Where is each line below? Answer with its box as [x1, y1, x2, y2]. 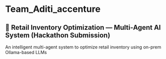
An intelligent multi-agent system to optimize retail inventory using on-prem [5, 44, 161, 50]
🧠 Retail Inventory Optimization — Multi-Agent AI [5, 23, 161, 32]
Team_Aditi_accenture [5, 3, 101, 15]
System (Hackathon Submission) [5, 31, 110, 39]
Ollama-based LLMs [5, 50, 47, 55]
